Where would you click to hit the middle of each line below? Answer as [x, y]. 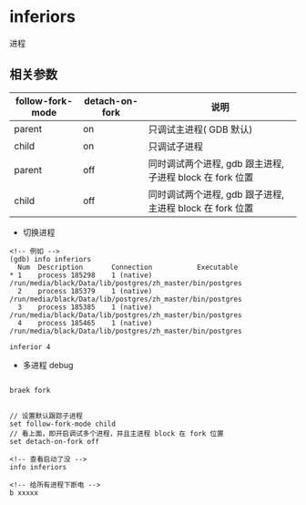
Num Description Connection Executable [128, 267]
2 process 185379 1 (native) [85, 291]
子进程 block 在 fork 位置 [201, 177]
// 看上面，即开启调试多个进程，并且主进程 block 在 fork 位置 [117, 433]
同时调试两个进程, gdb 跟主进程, [216, 163]
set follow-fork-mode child [63, 424]
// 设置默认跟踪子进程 [46, 416]
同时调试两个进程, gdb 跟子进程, [216, 194]
